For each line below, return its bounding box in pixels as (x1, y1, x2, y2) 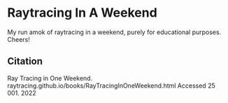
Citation (7, 56, 43, 68)
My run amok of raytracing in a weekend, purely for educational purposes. (7, 28, 222, 36)
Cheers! (7, 35, 30, 43)
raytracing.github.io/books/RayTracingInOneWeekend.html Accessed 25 (7, 81, 215, 90)
